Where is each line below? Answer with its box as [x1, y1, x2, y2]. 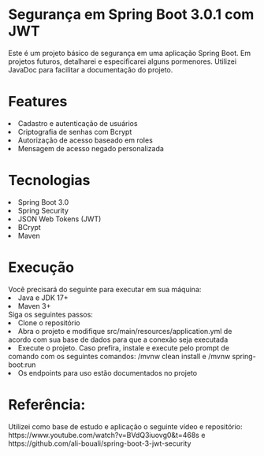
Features [8, 93, 68, 111]
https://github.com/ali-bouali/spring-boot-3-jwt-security [8, 439, 191, 448]
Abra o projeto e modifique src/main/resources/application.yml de [18, 326, 232, 336]
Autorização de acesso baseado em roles [18, 135, 154, 145]
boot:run [8, 360, 36, 369]
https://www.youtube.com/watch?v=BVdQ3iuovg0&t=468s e [8, 430, 206, 439]
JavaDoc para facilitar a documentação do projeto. [8, 65, 173, 74]
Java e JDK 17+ [18, 293, 69, 302]
